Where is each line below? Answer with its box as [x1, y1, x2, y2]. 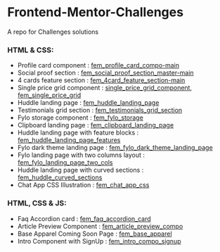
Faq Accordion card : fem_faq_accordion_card [17, 214, 151, 222]
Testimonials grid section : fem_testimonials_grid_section [17, 106, 183, 115]
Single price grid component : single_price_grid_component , [17, 84, 192, 92]
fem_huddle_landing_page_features [17, 136, 121, 144]
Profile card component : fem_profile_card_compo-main [17, 61, 180, 70]
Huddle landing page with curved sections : [17, 166, 144, 175]
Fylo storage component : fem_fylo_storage [17, 113, 144, 122]
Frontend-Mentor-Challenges [7, 4, 184, 20]
